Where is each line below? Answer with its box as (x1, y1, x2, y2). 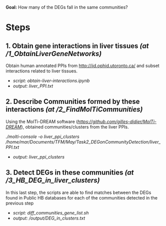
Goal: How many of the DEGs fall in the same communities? (5, 4, 128, 10)
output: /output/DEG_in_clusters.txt (12, 215, 85, 221)
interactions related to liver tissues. (5, 68, 78, 74)
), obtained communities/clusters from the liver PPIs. (21, 123, 129, 129)
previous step (5, 200, 34, 206)
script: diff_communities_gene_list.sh (12, 209, 89, 215)
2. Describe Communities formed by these (5, 97, 140, 106)
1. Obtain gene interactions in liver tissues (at (5, 41, 149, 50)
